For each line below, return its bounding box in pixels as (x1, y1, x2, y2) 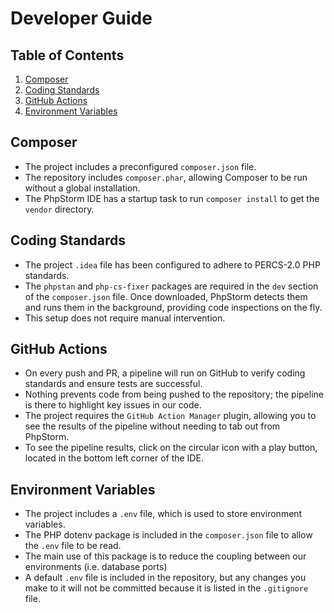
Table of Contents (10, 47, 125, 64)
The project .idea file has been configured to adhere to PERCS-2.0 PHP (24, 258, 321, 271)
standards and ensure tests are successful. (24, 378, 203, 390)
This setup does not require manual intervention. (24, 312, 226, 324)
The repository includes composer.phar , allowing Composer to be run (24, 171, 308, 183)
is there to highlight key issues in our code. (24, 399, 202, 411)
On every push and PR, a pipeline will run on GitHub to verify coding (24, 367, 306, 379)
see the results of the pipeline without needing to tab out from (24, 420, 281, 432)
